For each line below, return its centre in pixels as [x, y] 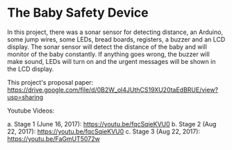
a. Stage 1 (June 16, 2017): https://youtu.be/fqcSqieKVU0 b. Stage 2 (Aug [112, 124]
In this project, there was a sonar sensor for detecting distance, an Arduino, [115, 32]
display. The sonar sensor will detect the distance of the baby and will [107, 47]
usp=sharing [25, 97]
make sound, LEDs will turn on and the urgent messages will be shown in [111, 61]
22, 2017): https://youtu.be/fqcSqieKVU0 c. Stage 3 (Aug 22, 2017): [103, 131]
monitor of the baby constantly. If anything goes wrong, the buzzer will [108, 54]
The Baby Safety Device [78, 13]
